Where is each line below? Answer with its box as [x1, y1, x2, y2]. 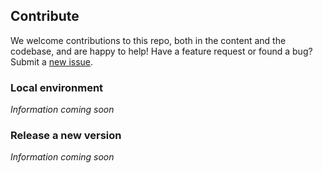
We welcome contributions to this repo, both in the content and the [10, 34, 287, 46]
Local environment [10, 80, 104, 94]
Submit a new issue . [10, 55, 94, 68]
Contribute [10, 8, 80, 25]
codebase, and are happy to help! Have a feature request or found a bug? [10, 45, 313, 57]
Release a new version [10, 129, 122, 143]
